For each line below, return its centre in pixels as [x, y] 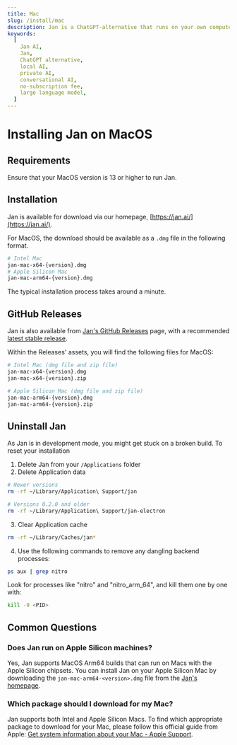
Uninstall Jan [37, 426]
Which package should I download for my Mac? [90, 703]
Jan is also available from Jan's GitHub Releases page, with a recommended [119, 331]
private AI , [37, 73]
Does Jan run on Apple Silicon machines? [80, 647]
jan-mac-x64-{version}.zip [47, 378]
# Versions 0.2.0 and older [49, 504]
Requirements [39, 160]
